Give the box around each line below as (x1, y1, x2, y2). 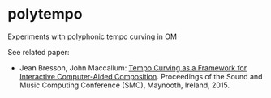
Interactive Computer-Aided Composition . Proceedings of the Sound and (19, 71, 263, 81)
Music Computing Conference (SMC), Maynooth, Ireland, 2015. (19, 80, 230, 90)
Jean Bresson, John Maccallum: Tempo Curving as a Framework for (19, 62, 247, 73)
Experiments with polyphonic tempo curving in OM (7, 32, 178, 41)
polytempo (7, 5, 83, 23)
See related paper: (7, 47, 70, 57)
